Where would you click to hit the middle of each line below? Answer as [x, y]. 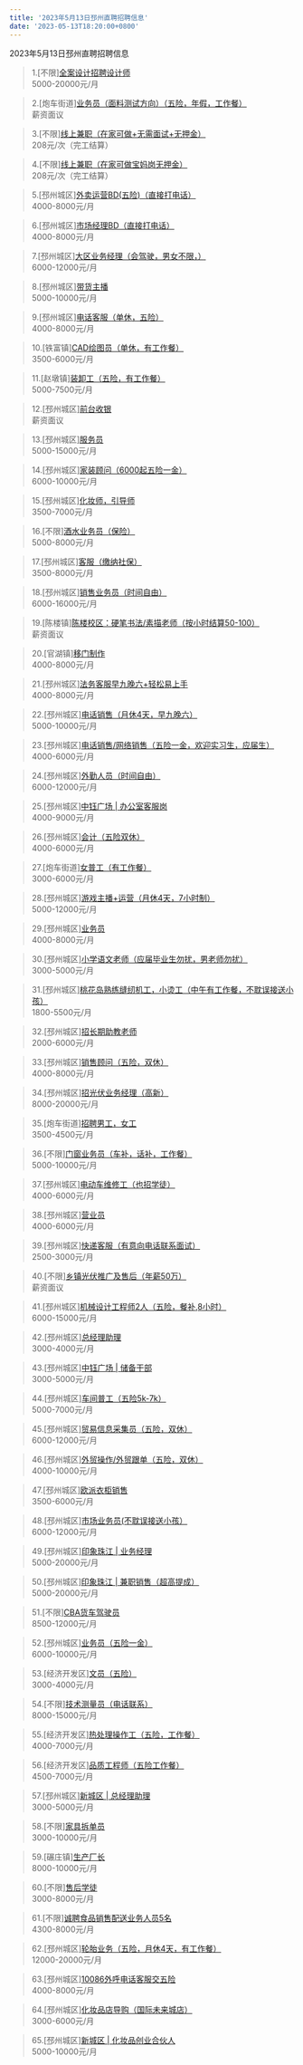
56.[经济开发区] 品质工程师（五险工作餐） [108, 1765]
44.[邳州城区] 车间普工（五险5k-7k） [99, 1398]
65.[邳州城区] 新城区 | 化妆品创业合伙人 [104, 2040]
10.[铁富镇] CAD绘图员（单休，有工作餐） [107, 347]
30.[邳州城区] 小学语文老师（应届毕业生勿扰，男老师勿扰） [140, 959]
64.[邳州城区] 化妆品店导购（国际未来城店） [112, 2009]
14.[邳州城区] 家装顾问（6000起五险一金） [109, 470]
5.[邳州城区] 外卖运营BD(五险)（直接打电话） [114, 195]
